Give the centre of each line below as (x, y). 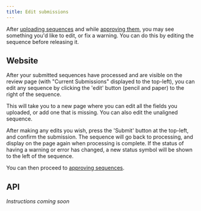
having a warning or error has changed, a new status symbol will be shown (100, 150)
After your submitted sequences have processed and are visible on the (94, 75)
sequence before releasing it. (43, 42)
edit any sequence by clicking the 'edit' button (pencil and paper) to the (95, 88)
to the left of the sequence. (40, 156)
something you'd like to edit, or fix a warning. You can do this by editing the (100, 35)
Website (22, 61)
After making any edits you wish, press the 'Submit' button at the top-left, (97, 131)
